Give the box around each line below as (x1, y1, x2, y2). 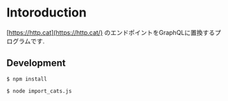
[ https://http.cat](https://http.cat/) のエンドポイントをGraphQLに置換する (6, 28, 216, 36)
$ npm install (6, 76, 48, 82)
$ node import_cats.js (6, 87, 72, 94)
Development (6, 57, 67, 69)
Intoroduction (6, 5, 87, 21)
